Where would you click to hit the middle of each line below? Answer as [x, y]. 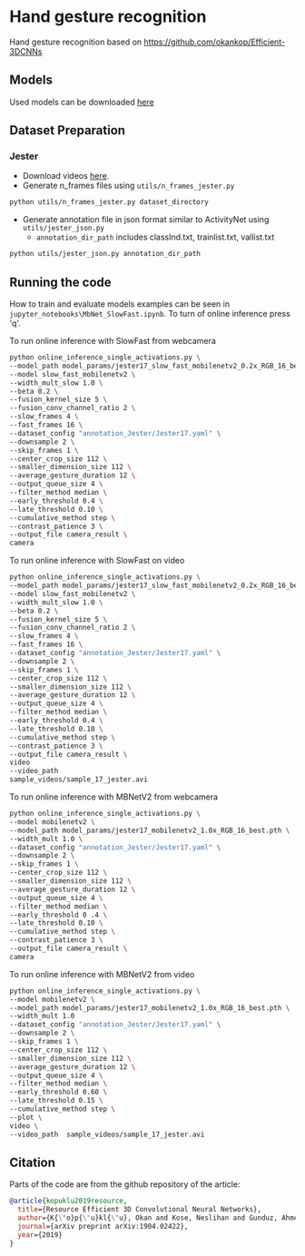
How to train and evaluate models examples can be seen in [119, 304]
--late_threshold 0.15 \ [56, 1101]
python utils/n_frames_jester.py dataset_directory [109, 202]
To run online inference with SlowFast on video [97, 561]
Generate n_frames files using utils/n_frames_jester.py [128, 186]
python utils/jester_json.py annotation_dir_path [105, 254]
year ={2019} [40, 1235]
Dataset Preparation [67, 130]
